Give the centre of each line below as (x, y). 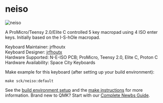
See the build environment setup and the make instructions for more (74, 90)
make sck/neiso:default (29, 81)
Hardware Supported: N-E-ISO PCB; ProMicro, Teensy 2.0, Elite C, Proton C (81, 57)
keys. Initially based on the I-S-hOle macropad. (53, 37)
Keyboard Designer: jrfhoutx (34, 52)
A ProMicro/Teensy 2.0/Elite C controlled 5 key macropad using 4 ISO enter (81, 32)
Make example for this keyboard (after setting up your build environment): (80, 72)
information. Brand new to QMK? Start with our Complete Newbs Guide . (78, 95)
